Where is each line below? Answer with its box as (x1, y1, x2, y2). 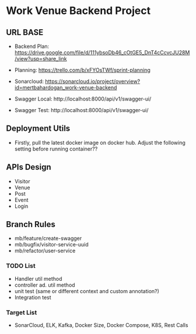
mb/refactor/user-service (14, 247, 76, 255)
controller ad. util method (14, 281, 75, 288)
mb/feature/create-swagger (14, 235, 82, 242)
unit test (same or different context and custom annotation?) (14, 287, 159, 294)
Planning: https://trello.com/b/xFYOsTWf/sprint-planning (14, 67, 150, 74)
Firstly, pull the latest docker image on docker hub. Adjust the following (14, 139, 185, 146)
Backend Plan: (14, 43, 50, 50)
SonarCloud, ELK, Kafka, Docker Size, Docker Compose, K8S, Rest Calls (14, 322, 188, 329)
